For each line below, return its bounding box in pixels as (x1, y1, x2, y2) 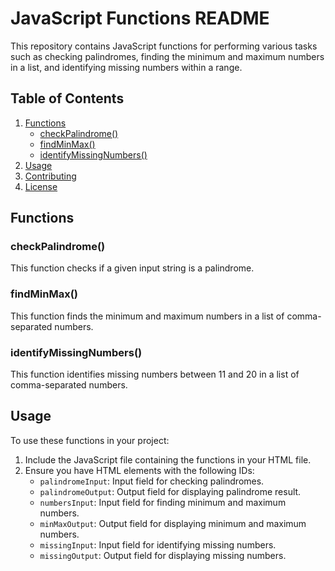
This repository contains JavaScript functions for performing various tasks (10, 40, 318, 52)
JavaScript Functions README (10, 7, 270, 30)
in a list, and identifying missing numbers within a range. (10, 61, 243, 73)
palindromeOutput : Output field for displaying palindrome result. (39, 485, 302, 497)
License (24, 180, 58, 192)
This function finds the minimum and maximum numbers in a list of (10, 310, 285, 322)
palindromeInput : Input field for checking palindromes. (39, 475, 265, 487)
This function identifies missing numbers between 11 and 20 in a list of (10, 368, 300, 381)
